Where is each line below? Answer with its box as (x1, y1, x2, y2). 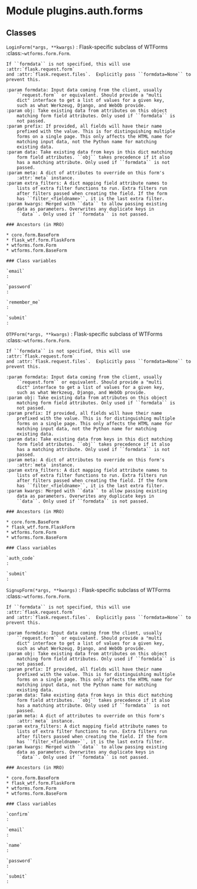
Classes (6, 28, 37, 38)
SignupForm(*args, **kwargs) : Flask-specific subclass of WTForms (6, 587, 171, 593)
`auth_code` (6, 555, 35, 561)
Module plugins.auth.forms (6, 4, 143, 18)
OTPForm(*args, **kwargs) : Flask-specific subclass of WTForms (6, 330, 163, 337)
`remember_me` (6, 299, 41, 305)
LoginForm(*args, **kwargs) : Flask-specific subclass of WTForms (6, 43, 168, 50)
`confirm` (6, 811, 31, 817)
